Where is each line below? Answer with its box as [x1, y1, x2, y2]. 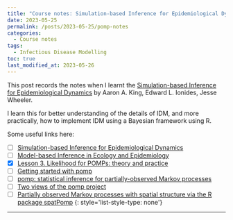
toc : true [7, 56, 36, 62]
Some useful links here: [7, 130, 75, 138]
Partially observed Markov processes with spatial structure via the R [17, 190, 212, 198]
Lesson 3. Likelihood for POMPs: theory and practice [17, 159, 169, 167]
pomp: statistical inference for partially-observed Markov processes [17, 174, 212, 183]
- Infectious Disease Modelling [13, 49, 107, 56]
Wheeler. [7, 95, 33, 104]
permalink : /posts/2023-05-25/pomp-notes [7, 23, 129, 30]
